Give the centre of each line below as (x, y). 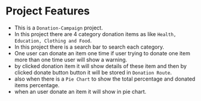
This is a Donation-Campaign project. (59, 28)
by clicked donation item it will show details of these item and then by (100, 66)
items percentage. (37, 85)
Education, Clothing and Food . (53, 40)
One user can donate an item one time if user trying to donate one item (102, 53)
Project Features (48, 11)
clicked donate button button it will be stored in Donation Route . (93, 72)
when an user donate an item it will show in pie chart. (80, 91)
